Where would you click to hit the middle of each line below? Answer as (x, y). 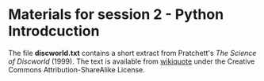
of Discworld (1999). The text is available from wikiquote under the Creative (132, 61)
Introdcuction (54, 31)
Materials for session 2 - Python (116, 15)
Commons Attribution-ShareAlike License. (77, 69)
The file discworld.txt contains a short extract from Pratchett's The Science (132, 53)
